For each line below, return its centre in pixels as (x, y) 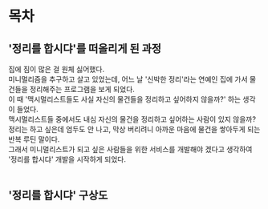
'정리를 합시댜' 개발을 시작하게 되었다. (67, 159)
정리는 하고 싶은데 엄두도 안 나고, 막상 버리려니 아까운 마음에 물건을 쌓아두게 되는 (134, 129)
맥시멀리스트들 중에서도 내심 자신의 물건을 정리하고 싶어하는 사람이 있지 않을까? (132, 119)
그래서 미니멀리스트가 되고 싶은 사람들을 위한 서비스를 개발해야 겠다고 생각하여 (130, 149)
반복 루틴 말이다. (34, 139)
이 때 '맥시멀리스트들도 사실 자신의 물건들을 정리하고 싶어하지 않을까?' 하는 (125, 99)
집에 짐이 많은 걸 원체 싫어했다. (57, 69)
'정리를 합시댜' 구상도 (58, 196)
